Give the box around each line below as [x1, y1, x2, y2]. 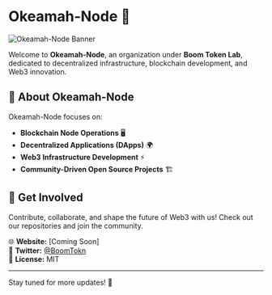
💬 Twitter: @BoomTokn [8, 246, 87, 255]
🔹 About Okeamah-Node [8, 91, 134, 104]
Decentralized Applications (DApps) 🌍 [19, 140, 154, 150]
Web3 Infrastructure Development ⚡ [19, 152, 146, 162]
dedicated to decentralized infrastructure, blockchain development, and [8, 58, 248, 68]
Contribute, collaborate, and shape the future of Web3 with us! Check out [8, 212, 253, 221]
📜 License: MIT [8, 254, 60, 263]
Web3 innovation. [8, 66, 67, 76]
